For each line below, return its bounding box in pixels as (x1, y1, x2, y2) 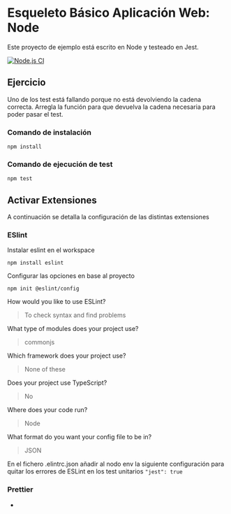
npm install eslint (7, 260, 64, 267)
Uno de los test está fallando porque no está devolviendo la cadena (7, 95, 202, 103)
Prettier (7, 485, 33, 494)
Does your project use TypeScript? (7, 379, 107, 387)
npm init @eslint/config (7, 285, 80, 293)
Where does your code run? (7, 406, 88, 414)
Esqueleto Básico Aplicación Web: (7, 5, 211, 21)
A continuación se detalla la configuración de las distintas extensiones (7, 213, 209, 221)
